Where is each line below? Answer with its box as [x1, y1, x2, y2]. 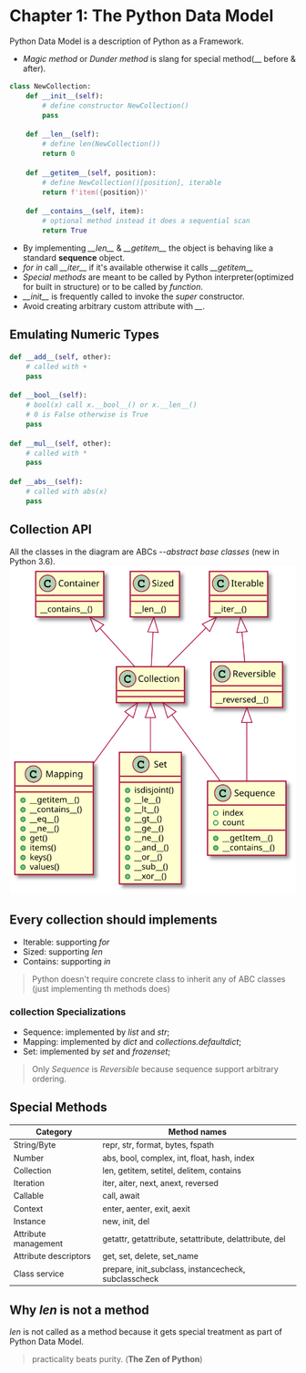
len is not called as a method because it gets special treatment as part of [9, 1326, 282, 1337]
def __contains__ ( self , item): [25, 207, 145, 216]
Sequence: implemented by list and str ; [22, 1027, 170, 1037]
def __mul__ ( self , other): [9, 439, 112, 448]
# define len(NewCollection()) [42, 139, 161, 149]
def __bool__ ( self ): [9, 391, 88, 400]
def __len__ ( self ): [25, 129, 100, 139]
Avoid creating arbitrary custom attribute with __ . [22, 300, 206, 311]
